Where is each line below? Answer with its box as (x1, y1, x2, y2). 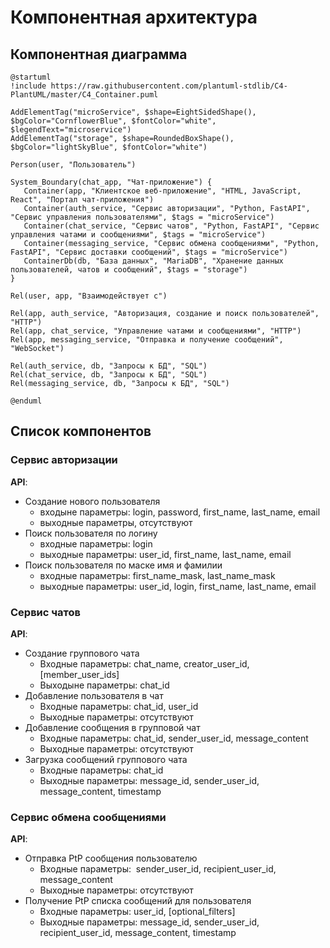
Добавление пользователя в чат (24, 689, 164, 701)
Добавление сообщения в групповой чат (24, 721, 201, 733)
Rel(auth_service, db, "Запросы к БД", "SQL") (10, 361, 208, 371)
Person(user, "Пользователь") (10, 160, 137, 170)
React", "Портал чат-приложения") (10, 195, 155, 205)
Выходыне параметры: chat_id (39, 679, 170, 691)
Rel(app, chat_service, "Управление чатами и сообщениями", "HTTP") (10, 326, 302, 336)
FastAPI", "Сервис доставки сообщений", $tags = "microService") (10, 247, 288, 257)
